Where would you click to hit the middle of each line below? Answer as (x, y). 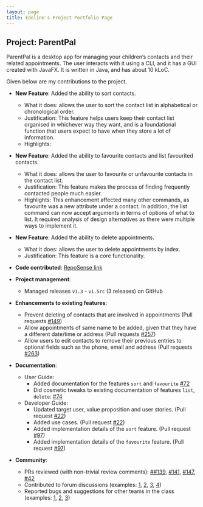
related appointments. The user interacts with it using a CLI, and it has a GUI (101, 63)
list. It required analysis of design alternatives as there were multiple (110, 219)
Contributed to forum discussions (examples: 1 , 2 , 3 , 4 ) (93, 485)
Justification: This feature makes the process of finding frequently (107, 187)
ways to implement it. (51, 226)
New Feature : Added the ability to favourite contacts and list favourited (104, 156)
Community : (31, 460)
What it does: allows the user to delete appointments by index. (102, 250)
